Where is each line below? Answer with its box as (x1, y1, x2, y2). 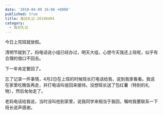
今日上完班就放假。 (5, 39, 44, 45)
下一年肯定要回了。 (5, 66, 44, 72)
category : (5, 20, 25, 26)
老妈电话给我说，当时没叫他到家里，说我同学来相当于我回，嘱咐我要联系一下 (5, 99, 158, 104)
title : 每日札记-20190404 (5, 16, 55, 21)
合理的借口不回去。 (5, 55, 44, 61)
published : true (5, 12, 38, 16)
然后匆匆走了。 (15, 88, 46, 94)
